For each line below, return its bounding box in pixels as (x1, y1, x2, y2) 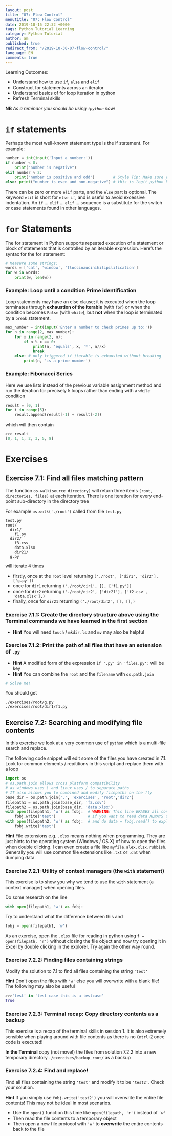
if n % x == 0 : (24, 339, 56, 344)
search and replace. (5, 745, 48, 751)
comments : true (5, 55, 38, 60)
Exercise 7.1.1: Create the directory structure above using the (5, 611, 159, 618)
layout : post (5, 7, 33, 13)
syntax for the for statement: (5, 250, 66, 257)
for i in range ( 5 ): (5, 408, 47, 413)
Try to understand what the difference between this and (5, 914, 123, 920)
